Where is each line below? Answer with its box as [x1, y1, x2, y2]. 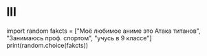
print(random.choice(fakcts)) [6, 41, 89, 49]
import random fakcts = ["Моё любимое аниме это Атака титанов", [6, 27, 201, 35]
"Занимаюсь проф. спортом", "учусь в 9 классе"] [6, 33, 152, 42]
